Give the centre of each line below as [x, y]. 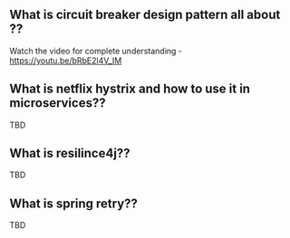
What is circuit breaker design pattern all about [145, 15]
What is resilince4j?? [70, 153]
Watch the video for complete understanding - [96, 51]
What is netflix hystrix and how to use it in [130, 89]
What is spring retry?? [74, 203]
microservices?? [58, 103]
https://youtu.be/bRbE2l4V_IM [66, 60]
